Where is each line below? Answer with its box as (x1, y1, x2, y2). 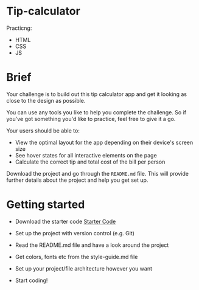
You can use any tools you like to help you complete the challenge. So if (6, 108, 187, 116)
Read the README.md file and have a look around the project (15, 241, 169, 249)
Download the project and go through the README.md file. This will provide (6, 170, 189, 177)
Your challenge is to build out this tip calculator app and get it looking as (6, 90, 187, 98)
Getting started (6, 198, 85, 212)
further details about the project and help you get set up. (6, 176, 148, 184)
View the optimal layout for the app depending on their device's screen (15, 139, 194, 146)
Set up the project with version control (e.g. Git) (15, 229, 135, 236)
